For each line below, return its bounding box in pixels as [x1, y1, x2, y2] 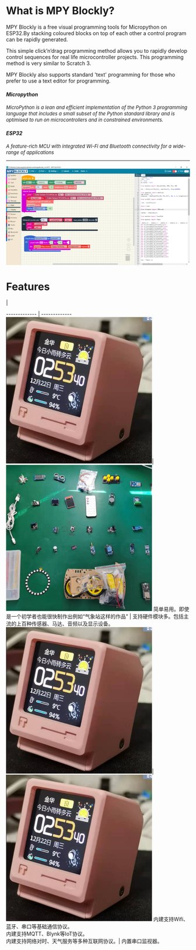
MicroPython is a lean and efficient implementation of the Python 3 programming [6, 104, 188, 111]
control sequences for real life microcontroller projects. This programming [6, 53, 184, 60]
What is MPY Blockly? [6, 4, 115, 18]
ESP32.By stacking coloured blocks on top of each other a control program [6, 29, 187, 36]
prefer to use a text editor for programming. [6, 77, 111, 84]
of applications [20, 149, 54, 156]
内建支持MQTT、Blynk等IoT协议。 [6, 930, 88, 938]
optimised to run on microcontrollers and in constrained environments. [6, 117, 164, 124]
